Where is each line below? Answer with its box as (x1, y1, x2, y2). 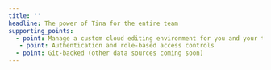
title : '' (8, 11, 42, 20)
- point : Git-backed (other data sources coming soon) (15, 49, 204, 57)
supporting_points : (8, 27, 74, 35)
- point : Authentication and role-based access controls (19, 42, 215, 50)
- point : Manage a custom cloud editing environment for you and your (15, 34, 258, 43)
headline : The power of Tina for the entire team (8, 19, 179, 27)
